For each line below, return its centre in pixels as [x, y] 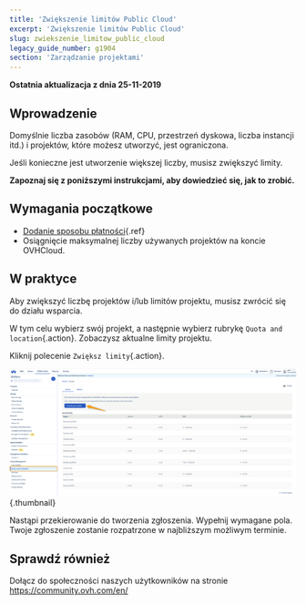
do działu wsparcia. [46, 311]
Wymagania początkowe [81, 209]
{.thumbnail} [33, 503]
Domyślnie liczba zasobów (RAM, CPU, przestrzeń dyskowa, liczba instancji [152, 135]
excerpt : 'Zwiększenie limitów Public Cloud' [97, 29]
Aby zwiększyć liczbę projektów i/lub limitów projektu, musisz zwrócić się [148, 301]
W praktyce [43, 279]
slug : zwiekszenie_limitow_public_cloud [87, 38]
